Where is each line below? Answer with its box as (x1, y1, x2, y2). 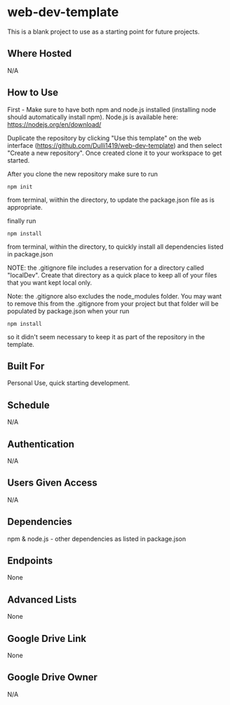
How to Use (7, 87, 59, 99)
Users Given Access (7, 477, 98, 489)
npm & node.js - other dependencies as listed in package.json (7, 534, 187, 543)
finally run (7, 217, 36, 225)
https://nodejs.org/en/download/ (7, 120, 102, 128)
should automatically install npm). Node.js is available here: (7, 113, 179, 121)
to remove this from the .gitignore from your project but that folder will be (7, 299, 219, 308)
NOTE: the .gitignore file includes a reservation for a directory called (7, 263, 205, 272)
